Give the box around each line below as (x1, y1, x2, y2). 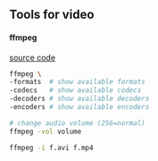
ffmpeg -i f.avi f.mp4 (9, 143, 94, 152)
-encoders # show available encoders (9, 103, 150, 112)
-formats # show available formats (9, 78, 146, 87)
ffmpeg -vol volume (9, 127, 82, 136)
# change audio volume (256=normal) (9, 118, 146, 128)
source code (9, 52, 56, 63)
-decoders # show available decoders (9, 94, 150, 104)
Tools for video (9, 7, 95, 22)
